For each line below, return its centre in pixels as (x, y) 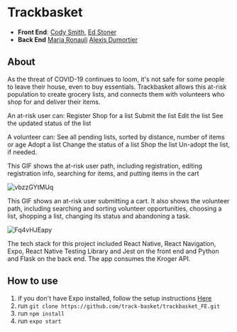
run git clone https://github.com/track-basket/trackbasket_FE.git (119, 306)
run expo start (39, 321)
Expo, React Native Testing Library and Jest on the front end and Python (113, 251)
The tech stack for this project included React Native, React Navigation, (112, 243)
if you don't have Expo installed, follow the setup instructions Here (115, 298)
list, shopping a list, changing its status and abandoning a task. (99, 216)
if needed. (22, 152)
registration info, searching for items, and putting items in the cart (103, 173)
